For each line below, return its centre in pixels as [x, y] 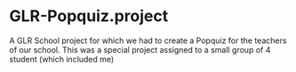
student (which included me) [62, 59]
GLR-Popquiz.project [89, 16]
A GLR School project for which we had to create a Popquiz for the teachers [148, 40]
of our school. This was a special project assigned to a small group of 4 [140, 49]
